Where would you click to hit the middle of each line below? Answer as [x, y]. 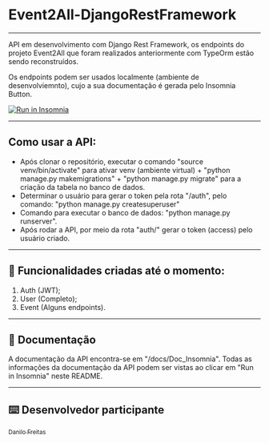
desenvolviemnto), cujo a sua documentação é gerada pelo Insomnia [122, 85]
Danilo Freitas [27, 433]
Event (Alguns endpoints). [62, 307]
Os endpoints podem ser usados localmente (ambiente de [104, 77]
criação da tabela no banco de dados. [82, 187]
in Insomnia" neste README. [56, 376]
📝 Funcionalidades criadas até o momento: [117, 271]
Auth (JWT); [40, 290]
